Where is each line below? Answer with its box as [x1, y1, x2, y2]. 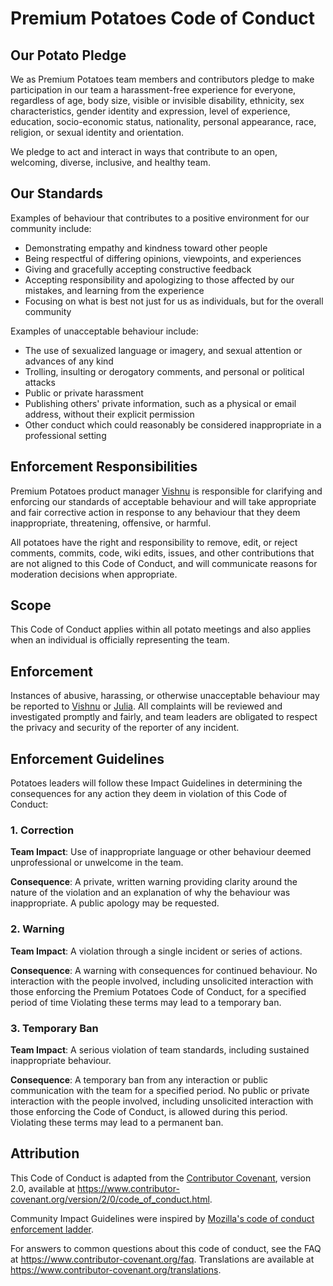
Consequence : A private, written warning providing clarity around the [10, 876, 298, 888]
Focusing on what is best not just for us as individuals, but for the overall [24, 295, 324, 307]
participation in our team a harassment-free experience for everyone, [10, 84, 297, 96]
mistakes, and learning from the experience [24, 284, 205, 296]
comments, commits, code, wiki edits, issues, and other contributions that [10, 547, 315, 559]
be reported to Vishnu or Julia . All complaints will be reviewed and [10, 700, 283, 712]
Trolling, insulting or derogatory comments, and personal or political [24, 365, 305, 377]
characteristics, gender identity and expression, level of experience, [10, 105, 291, 117]
